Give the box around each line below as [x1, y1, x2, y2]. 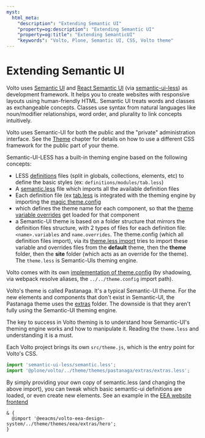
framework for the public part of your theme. [6, 142, 119, 149]
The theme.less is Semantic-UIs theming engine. [15, 256, 138, 264]
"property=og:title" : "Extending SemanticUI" [17, 32, 136, 38]
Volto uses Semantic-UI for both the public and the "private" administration [6, 128, 196, 136]
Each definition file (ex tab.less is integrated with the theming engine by [15, 191, 196, 199]
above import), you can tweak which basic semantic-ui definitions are [6, 385, 182, 393]
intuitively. [6, 117, 32, 124]
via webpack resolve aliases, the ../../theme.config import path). [6, 275, 173, 282]
